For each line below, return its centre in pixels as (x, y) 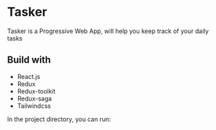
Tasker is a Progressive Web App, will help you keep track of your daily (108, 31)
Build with (29, 60)
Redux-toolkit (36, 91)
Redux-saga (35, 98)
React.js (29, 76)
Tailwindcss (34, 106)
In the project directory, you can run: (59, 119)
